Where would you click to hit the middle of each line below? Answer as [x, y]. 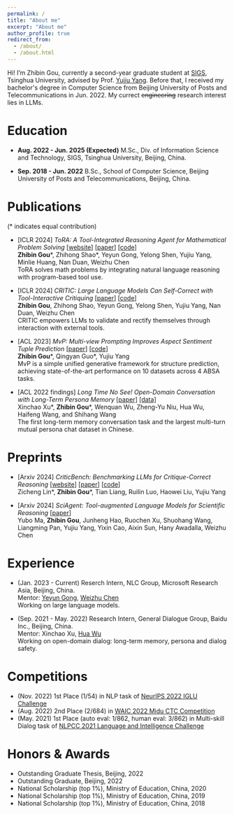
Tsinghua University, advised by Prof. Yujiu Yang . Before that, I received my [116, 80]
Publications [44, 206]
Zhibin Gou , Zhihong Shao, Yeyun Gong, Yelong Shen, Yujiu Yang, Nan [119, 305]
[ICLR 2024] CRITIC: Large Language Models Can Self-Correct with [115, 290]
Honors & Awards [59, 754]
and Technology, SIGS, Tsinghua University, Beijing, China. [102, 157]
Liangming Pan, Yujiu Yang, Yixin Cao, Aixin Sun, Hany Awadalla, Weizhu [122, 527]
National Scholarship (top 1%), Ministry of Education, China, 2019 [111, 796]
